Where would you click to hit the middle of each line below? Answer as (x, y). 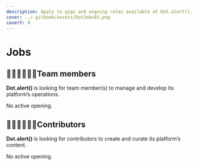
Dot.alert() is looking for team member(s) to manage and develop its (90, 88)
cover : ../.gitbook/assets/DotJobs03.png (58, 17)
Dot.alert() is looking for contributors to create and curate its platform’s (93, 139)
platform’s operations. (33, 94)
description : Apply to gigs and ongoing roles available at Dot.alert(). (100, 12)
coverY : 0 (18, 23)
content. (16, 145)
